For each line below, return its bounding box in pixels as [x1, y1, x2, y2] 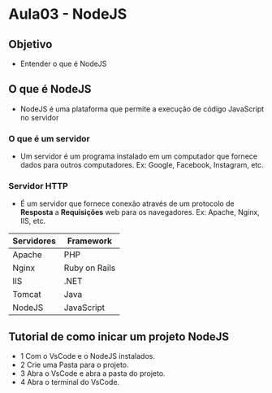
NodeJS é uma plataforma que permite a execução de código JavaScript [19, 103, 265, 114]
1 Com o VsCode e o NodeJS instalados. [19, 352, 156, 361]
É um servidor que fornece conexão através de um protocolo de [19, 199, 235, 208]
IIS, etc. [19, 216, 46, 226]
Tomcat [12, 289, 42, 300]
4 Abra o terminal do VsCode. [19, 378, 120, 387]
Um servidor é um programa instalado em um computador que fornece [19, 151, 258, 161]
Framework [67, 235, 112, 247]
